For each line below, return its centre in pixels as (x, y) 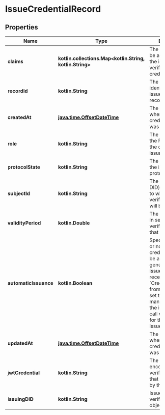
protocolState (24, 167)
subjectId (19, 194)
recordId (18, 91)
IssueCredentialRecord (53, 9)
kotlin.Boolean (75, 283)
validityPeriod (24, 223)
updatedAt (20, 343)
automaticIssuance (30, 283)
